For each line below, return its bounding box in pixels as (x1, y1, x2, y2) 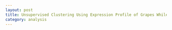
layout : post (5, 7, 33, 13)
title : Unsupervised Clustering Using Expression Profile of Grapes (5, 12, 155, 17)
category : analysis (5, 17, 47, 22)
